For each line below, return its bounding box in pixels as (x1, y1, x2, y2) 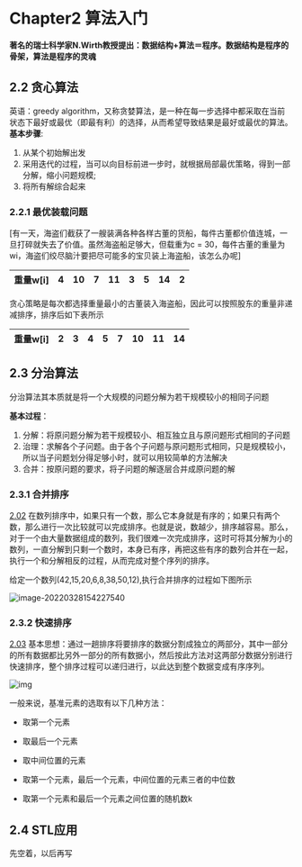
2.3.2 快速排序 (9, 617, 72, 629)
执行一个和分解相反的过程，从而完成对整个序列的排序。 (9, 555, 214, 566)
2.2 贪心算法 (9, 80, 79, 95)
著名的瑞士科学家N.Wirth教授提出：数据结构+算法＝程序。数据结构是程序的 (9, 40, 289, 50)
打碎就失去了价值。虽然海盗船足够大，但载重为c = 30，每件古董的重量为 (16, 239, 286, 250)
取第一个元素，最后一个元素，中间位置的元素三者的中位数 (22, 774, 235, 785)
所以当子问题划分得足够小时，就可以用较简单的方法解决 (22, 452, 227, 463)
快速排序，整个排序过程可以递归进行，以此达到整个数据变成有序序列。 (9, 661, 270, 672)
